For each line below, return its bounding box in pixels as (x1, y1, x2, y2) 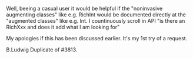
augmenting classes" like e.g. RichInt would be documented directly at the (6, 11, 187, 18)
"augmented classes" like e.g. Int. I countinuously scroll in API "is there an (6, 18, 185, 24)
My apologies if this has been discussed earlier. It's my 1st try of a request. (6, 35, 188, 41)
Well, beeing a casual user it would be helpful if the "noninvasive (6, 5, 163, 12)
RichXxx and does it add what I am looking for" (6, 23, 120, 30)
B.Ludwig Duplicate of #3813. (6, 46, 78, 53)
